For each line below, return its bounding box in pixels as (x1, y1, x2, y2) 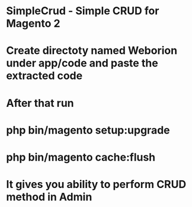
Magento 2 (6, 17, 60, 30)
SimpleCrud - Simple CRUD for (6, 4, 159, 18)
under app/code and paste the (6, 56, 158, 70)
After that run (6, 96, 74, 110)
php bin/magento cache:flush (6, 150, 156, 164)
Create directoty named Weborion (6, 44, 178, 58)
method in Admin (6, 190, 92, 204)
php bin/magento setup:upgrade (6, 123, 170, 137)
